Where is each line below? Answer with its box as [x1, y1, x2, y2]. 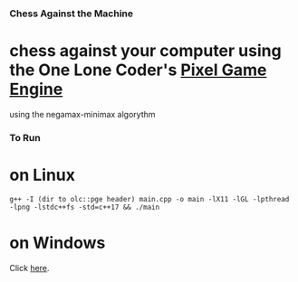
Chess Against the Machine [9, 7, 134, 20]
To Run [9, 131, 41, 144]
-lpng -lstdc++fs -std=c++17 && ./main [9, 202, 160, 211]
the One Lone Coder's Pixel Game [9, 60, 267, 80]
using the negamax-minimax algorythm [9, 108, 156, 119]
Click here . [9, 262, 50, 273]
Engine [9, 80, 63, 99]
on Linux [9, 164, 75, 185]
